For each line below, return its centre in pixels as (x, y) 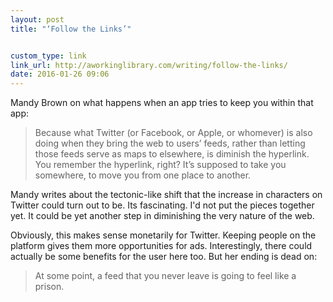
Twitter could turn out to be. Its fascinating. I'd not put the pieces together (162, 205)
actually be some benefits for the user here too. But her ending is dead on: (164, 257)
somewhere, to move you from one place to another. (143, 175)
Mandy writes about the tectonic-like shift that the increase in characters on (166, 195)
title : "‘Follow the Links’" (71, 29)
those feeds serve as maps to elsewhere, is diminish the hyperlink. (172, 154)
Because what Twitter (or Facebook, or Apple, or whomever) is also (173, 133)
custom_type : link (48, 56)
